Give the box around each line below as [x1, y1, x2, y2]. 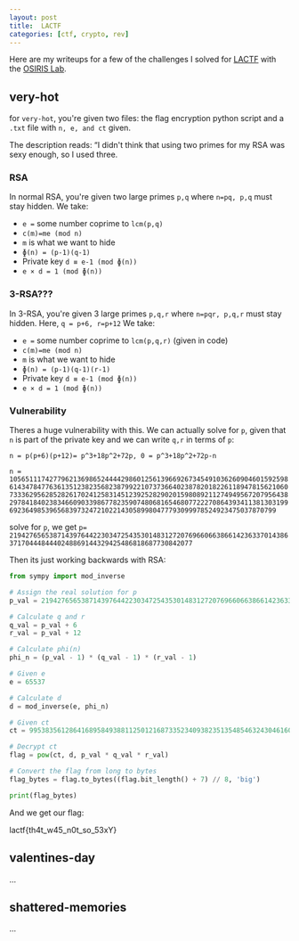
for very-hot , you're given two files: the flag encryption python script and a [9, 113, 285, 124]
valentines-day [9, 850, 96, 865]
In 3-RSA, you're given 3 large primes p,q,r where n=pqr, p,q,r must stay [9, 308, 282, 319]
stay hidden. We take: [9, 201, 89, 212]
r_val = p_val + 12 [9, 629, 82, 638]
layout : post [9, 12, 58, 22]
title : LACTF [9, 21, 62, 30]
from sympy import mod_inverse [9, 572, 125, 581]
